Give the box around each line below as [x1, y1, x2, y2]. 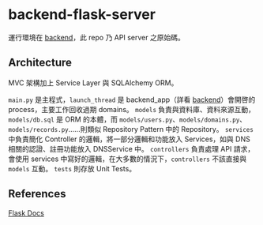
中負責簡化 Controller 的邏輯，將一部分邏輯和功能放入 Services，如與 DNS [8, 134, 250, 144]
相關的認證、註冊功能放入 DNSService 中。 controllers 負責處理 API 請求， [8, 144, 255, 153]
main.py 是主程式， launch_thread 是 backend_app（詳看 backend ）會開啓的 [8, 95, 256, 104]
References [8, 187, 66, 201]
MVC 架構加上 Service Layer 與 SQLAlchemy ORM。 [8, 77, 178, 88]
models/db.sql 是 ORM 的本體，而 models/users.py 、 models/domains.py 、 [8, 114, 247, 124]
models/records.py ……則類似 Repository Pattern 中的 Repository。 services [8, 124, 254, 133]
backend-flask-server [8, 6, 156, 24]
